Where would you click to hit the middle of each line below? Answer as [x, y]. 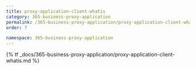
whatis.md [18, 61]
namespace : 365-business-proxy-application [60, 38]
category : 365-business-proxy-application [58, 17]
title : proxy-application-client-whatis [56, 11]
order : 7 [17, 28]
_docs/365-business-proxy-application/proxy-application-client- [97, 55]
